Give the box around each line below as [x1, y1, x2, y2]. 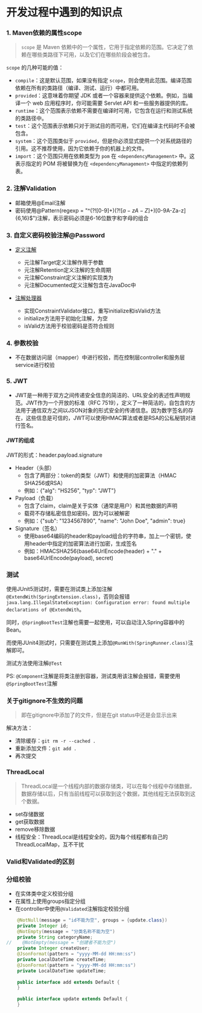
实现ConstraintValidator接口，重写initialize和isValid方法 [24, 307, 161, 315]
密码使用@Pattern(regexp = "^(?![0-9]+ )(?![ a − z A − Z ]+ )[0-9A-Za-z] [14, 206, 186, 214]
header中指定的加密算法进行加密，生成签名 [29, 539, 137, 547]
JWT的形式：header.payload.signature [6, 451, 103, 458]
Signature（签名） [14, 524, 60, 532]
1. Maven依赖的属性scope [6, 28, 83, 37]
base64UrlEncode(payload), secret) [24, 554, 113, 561]
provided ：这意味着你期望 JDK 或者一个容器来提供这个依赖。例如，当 [14, 92, 188, 99]
